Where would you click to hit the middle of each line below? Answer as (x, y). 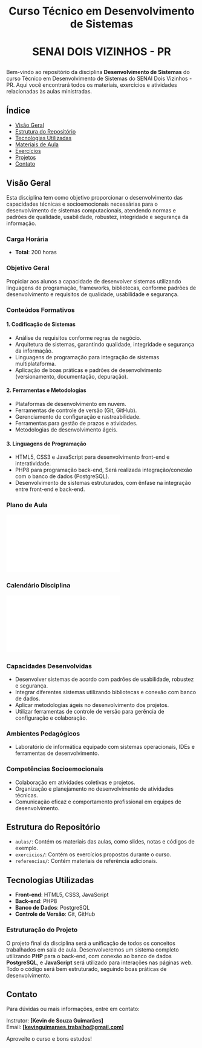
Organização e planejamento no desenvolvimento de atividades (94, 789)
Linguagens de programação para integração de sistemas (87, 357)
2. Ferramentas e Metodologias (46, 390)
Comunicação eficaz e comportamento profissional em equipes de (98, 802)
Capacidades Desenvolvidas (49, 666)
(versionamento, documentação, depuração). (71, 376)
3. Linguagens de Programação (46, 444)
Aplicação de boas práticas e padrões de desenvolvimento (88, 370)
